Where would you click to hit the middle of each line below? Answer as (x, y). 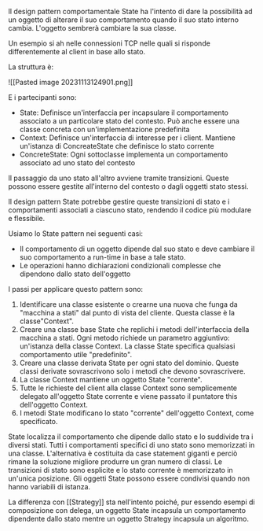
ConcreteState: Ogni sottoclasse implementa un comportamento (124, 154)
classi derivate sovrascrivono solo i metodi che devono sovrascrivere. (132, 371)
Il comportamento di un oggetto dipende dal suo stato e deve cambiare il (137, 249)
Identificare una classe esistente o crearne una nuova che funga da (128, 304)
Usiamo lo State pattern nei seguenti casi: (76, 234)
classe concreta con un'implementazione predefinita (104, 129)
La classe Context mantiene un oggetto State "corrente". (111, 380)
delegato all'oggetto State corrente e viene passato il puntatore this (128, 396)
